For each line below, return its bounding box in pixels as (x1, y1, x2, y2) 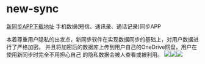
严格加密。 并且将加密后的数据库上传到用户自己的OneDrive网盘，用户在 (16, 43, 197, 51)
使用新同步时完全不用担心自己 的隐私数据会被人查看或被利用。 (6, 51, 163, 58)
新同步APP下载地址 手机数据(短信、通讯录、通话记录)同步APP (6, 23, 162, 30)
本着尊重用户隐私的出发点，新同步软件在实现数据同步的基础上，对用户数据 (6, 35, 193, 43)
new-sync (6, 2, 59, 16)
